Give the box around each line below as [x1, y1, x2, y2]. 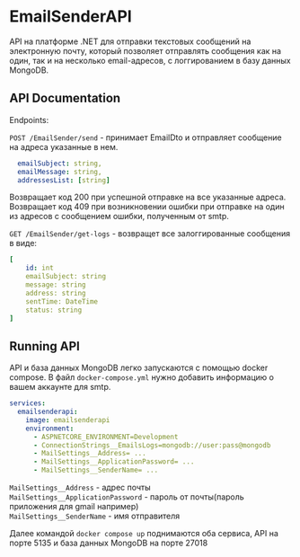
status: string [25, 305, 83, 314]
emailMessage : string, [17, 167, 102, 176]
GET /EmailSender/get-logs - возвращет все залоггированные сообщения [9, 228, 290, 239]
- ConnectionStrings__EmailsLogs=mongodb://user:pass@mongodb [32, 440, 271, 450]
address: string [25, 288, 87, 297]
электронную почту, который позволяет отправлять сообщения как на [9, 45, 281, 56]
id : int [25, 263, 54, 273]
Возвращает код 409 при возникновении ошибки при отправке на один [9, 201, 285, 212]
